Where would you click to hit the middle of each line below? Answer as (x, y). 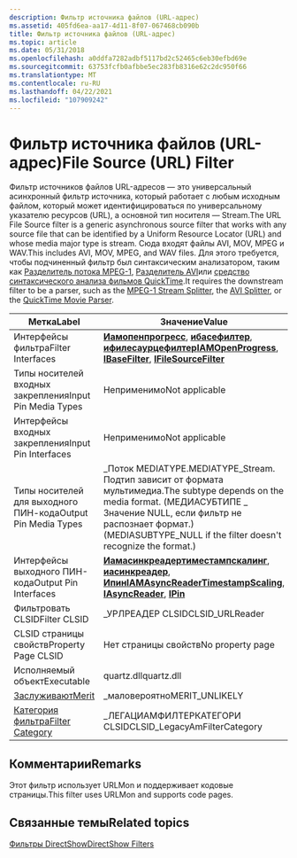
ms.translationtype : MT (53, 75)
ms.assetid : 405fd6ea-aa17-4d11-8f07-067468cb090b (104, 26)
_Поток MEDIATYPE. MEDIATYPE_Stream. (189, 469)
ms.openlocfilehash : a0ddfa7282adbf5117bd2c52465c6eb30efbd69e (128, 58)
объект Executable (52, 682)
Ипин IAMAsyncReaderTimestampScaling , (194, 583)
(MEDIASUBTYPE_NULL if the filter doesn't (192, 535)
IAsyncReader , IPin (144, 594)
